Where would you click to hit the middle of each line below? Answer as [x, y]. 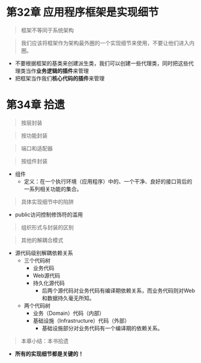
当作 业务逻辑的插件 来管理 [57, 70]
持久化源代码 [49, 283]
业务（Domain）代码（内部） [69, 313]
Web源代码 [46, 275]
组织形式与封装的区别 [47, 227]
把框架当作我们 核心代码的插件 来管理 [60, 78]
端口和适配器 [37, 148]
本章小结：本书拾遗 [45, 341]
